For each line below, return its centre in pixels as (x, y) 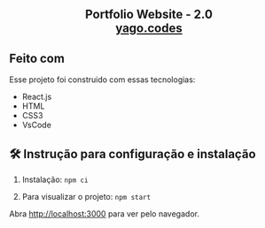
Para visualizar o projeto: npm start (86, 197)
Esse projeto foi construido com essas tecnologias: (102, 80)
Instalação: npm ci (55, 179)
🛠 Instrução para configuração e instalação (132, 154)
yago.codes (149, 29)
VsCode (36, 125)
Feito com (37, 58)
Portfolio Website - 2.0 (149, 15)
